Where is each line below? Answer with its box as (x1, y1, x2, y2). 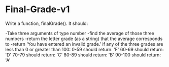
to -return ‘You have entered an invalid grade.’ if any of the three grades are (5, 41, 163, 47)
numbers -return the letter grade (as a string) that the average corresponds (5, 36, 163, 42)
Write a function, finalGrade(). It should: (5, 20, 88, 26)
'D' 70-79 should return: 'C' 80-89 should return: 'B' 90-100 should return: (5, 52, 161, 58)
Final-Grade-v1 (5, 4, 70, 15)
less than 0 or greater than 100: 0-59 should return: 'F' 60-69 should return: (5, 46, 164, 52)
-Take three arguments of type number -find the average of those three (5, 30, 155, 36)
